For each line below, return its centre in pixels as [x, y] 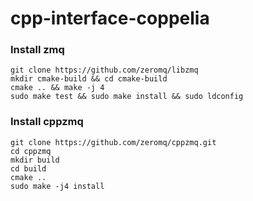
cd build [28, 168]
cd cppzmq [31, 151]
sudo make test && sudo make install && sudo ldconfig [127, 97]
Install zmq [37, 50]
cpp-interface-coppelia [110, 18]
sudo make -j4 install [57, 186]
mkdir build [35, 160]
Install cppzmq [47, 122]
